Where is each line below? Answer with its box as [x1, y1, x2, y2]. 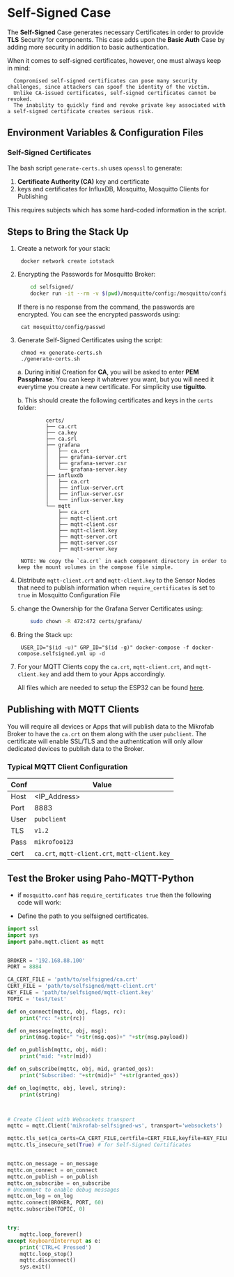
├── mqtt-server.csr [58, 539, 118, 546]
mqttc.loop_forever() [19, 1231, 82, 1238]
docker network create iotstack [20, 258, 115, 265]
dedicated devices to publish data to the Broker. [7, 744, 145, 752]
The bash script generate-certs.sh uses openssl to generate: [7, 163, 182, 172]
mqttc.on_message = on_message [7, 1160, 98, 1167]
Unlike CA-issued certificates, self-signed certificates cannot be [13, 89, 217, 96]
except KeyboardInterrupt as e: [7, 1237, 101, 1244]
